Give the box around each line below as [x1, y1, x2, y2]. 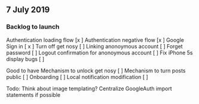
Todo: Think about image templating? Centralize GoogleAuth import [6, 85, 172, 92]
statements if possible [6, 91, 61, 98]
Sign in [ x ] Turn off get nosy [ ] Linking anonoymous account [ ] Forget [6, 42, 183, 50]
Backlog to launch [6, 23, 60, 31]
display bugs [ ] [6, 55, 45, 62]
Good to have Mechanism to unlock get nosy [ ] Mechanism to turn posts [6, 67, 186, 74]
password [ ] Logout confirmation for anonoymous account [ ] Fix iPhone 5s [6, 49, 193, 56]
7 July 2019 [6, 5, 50, 15]
